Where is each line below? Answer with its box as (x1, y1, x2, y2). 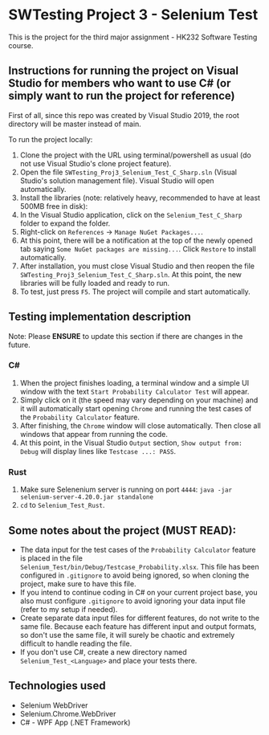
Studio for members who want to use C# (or (8, 76, 231, 90)
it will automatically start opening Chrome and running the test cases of (19, 403, 252, 413)
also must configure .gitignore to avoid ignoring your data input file (19, 596, 247, 606)
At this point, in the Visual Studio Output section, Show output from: (19, 438, 243, 447)
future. (8, 340, 31, 349)
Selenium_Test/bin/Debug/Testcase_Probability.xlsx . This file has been (19, 561, 259, 571)
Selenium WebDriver (19, 700, 88, 710)
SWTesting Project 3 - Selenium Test (8, 6, 259, 24)
